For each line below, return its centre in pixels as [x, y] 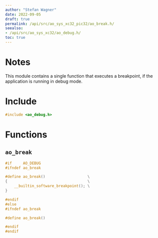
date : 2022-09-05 [23, 14]
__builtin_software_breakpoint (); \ [52, 186]
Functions [26, 134]
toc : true [15, 38]
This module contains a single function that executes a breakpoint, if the [79, 76]
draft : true [17, 19]
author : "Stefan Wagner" [31, 10]
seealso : [14, 28]
